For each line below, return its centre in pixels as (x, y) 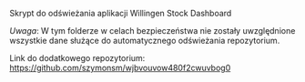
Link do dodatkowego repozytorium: (77, 58)
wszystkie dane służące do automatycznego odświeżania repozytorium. (145, 41)
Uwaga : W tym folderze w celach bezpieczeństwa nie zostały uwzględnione (152, 31)
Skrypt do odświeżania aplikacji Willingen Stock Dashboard (121, 13)
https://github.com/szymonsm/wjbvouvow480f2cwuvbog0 (120, 68)
